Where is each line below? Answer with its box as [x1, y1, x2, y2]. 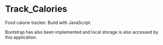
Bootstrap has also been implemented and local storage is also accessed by [5, 29, 159, 35]
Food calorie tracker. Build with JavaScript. [5, 20, 92, 25]
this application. [5, 34, 38, 40]
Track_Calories [5, 3, 68, 15]
